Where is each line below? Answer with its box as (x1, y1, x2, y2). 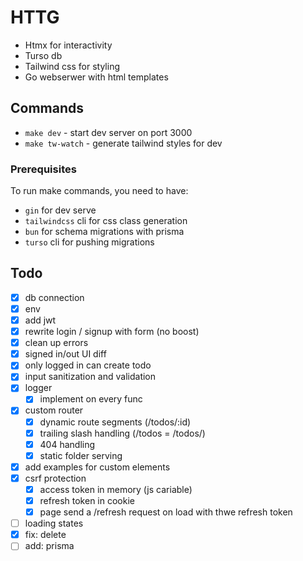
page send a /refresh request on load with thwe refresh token (39, 506, 293, 518)
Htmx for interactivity (24, 39, 113, 51)
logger (24, 382, 53, 394)
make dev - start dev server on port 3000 (24, 126, 193, 138)
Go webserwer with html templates (24, 71, 169, 83)
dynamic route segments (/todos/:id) (39, 416, 192, 428)
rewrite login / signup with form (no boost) (24, 326, 200, 338)
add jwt (24, 314, 57, 326)
